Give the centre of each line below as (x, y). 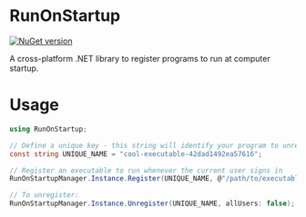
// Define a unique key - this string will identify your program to (144, 145)
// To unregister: (44, 195)
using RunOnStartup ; (49, 129)
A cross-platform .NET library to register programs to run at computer (140, 58)
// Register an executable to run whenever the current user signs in (146, 170)
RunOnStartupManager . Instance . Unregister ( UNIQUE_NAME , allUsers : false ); (153, 204)
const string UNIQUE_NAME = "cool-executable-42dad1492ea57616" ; (136, 154)
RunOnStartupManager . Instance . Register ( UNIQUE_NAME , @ (116, 179)
